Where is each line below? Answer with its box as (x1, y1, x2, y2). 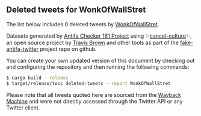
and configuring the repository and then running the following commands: (6, 63, 190, 71)
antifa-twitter (6, 45, 39, 53)
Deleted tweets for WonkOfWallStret (6, 5, 146, 15)
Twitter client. (6, 104, 40, 111)
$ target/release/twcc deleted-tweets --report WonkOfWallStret (6, 80, 171, 86)
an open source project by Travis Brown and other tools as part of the (6, 39, 179, 46)
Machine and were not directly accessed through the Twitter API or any (6, 97, 183, 105)
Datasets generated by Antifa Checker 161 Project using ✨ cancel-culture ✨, (6, 32, 193, 39)
